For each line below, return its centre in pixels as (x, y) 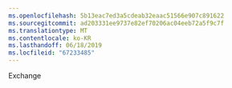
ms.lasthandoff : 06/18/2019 (55, 46)
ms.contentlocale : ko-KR (50, 38)
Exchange (25, 76)
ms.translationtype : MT (48, 30)
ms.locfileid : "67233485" (51, 53)
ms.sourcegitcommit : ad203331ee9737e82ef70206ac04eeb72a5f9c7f (116, 23)
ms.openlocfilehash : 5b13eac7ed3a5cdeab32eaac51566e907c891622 (116, 16)
